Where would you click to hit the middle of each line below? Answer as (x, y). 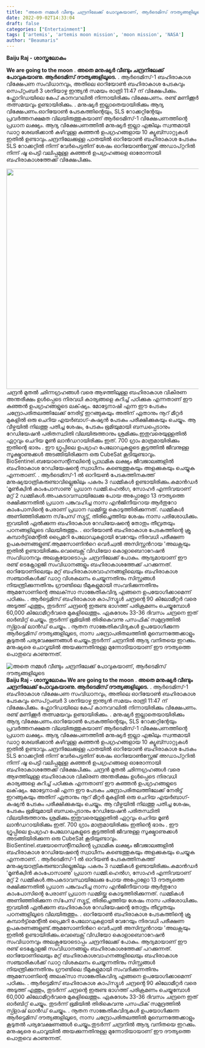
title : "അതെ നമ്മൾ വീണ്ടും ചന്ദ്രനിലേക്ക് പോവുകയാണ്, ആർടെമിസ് (87, 12)
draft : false (23, 23)
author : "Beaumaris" (33, 40)
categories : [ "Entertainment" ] (46, 29)
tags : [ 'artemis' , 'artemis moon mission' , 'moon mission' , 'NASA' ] (95, 35)
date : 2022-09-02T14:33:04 (41, 18)
